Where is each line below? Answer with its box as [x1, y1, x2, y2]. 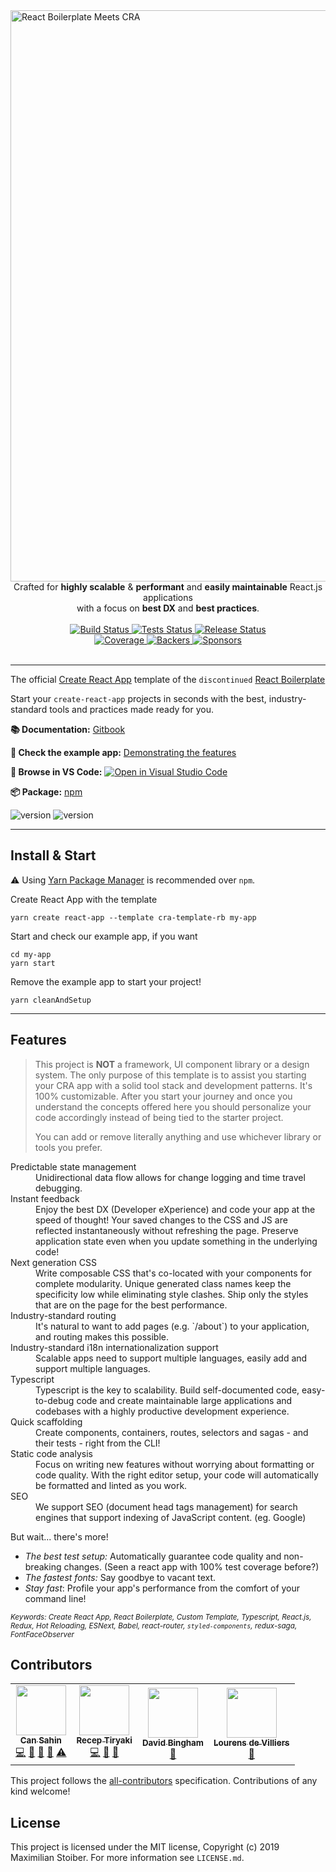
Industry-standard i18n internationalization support [10, 1341, 219, 1353]
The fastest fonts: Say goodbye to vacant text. [24, 1571, 217, 1583]
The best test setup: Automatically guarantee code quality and [24, 1550, 282, 1562]
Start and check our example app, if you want [10, 930, 198, 942]
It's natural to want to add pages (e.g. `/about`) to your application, [35, 1320, 310, 1332]
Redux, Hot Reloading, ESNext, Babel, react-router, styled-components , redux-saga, [10, 1620, 298, 1631]
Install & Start [10, 847, 97, 864]
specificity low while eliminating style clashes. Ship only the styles [35, 1288, 309, 1300]
